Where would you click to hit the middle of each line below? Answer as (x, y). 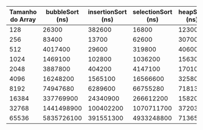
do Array (23, 19)
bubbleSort (62, 12)
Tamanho (23, 12)
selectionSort (153, 12)
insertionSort (107, 12)
